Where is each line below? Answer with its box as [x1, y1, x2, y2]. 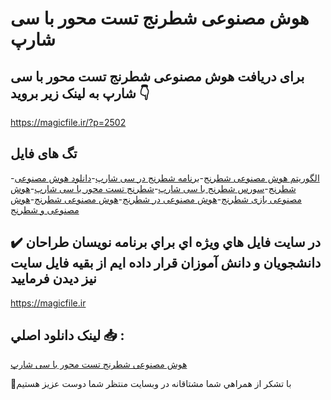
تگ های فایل [10, 145, 78, 162]
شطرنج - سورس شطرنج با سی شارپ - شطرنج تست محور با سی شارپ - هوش [10, 182, 297, 194]
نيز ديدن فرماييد [10, 270, 97, 287]
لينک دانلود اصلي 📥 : [10, 327, 125, 344]
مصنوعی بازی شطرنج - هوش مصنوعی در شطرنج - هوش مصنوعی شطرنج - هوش [10, 193, 302, 205]
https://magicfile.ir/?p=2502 [10, 117, 127, 128]
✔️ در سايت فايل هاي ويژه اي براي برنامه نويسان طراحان [10, 234, 322, 251]
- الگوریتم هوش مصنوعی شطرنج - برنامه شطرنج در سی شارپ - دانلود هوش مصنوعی [10, 172, 320, 184]
